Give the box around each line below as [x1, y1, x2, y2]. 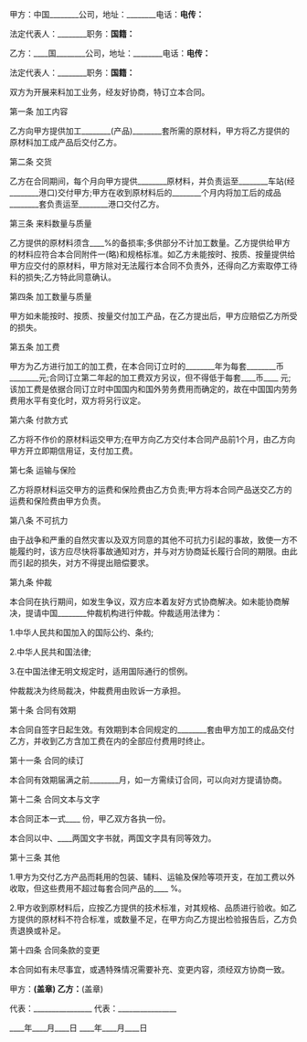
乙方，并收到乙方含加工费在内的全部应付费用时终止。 [9, 736, 210, 746]
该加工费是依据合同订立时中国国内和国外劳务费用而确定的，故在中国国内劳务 [9, 384, 298, 394]
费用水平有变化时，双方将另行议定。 [9, 395, 146, 406]
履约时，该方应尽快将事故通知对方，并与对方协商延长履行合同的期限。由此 [16, 546, 298, 557]
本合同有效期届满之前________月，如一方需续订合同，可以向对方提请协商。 [9, 774, 288, 785]
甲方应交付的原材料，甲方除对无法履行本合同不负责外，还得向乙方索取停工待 [9, 260, 298, 271]
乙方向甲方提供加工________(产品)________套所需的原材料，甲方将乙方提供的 [9, 125, 291, 136]
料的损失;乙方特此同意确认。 [9, 271, 117, 282]
